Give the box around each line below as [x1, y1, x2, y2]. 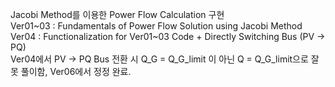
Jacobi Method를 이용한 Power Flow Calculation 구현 [10, 9, 225, 20]
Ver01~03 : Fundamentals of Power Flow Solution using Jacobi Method [10, 20, 303, 32]
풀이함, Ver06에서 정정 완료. [20, 66, 132, 77]
